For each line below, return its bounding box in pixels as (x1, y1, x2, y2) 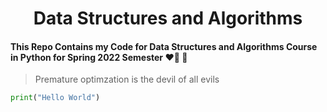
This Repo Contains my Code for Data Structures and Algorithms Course (10, 40, 318, 52)
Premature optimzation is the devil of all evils (34, 73, 220, 86)
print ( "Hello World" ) (10, 93, 101, 103)
